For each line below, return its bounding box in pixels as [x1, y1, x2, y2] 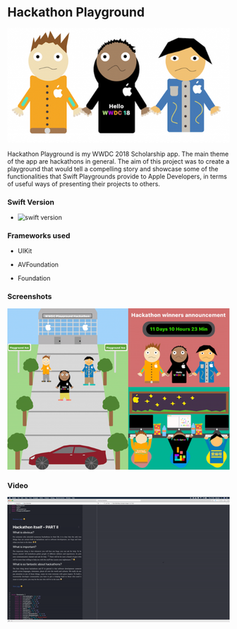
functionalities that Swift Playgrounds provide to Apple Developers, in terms [7, 172, 227, 181]
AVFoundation [17, 260, 59, 269]
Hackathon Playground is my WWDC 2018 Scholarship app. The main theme [7, 149, 229, 158]
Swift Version [7, 197, 55, 207]
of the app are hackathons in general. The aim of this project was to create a [7, 157, 230, 166]
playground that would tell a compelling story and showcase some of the [7, 164, 219, 173]
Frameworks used [7, 231, 71, 240]
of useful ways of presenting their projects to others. [7, 179, 161, 188]
